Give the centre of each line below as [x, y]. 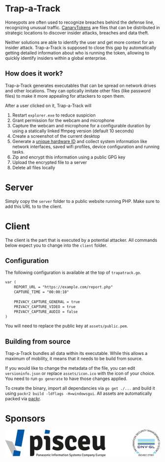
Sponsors [25, 419]
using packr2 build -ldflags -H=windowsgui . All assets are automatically [79, 393]
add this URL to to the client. [34, 206]
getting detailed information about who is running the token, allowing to [77, 53]
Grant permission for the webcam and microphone [63, 120]
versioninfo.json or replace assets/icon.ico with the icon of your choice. [80, 374]
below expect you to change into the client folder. [56, 245]
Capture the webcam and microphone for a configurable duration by [81, 125]
